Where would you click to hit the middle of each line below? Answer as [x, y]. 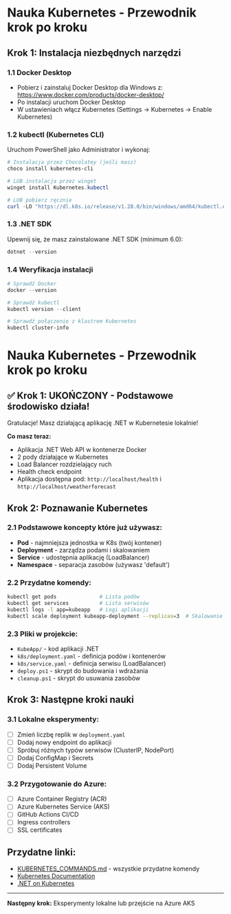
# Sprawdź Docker [32, 284]
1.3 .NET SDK [30, 224]
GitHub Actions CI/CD [48, 815]
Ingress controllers [44, 822]
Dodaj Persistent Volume [52, 765]
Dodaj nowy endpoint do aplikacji [64, 742]
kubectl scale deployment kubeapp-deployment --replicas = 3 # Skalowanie [115, 616]
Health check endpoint [49, 472]
